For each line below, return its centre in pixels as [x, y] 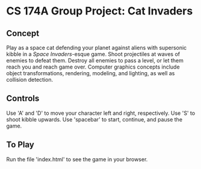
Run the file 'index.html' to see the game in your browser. [77, 159]
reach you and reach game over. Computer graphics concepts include [93, 67]
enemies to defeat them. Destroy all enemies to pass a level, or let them [95, 60]
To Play [20, 145]
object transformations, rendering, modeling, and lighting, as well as [91, 73]
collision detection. [29, 80]
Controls [23, 98]
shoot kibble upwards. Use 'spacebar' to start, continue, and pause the [94, 119]
